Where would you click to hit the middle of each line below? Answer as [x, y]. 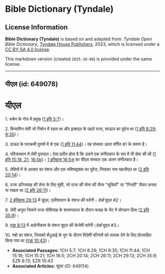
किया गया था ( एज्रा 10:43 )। [27, 241]
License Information [36, 27]
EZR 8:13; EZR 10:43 [32, 261]
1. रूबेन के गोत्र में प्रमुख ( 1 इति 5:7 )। [34, 119]
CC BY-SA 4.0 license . [28, 49]
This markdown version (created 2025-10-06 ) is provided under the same [79, 59]
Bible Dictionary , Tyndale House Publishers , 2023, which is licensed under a [82, 44]
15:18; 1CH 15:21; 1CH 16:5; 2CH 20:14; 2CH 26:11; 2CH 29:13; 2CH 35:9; [85, 256]
